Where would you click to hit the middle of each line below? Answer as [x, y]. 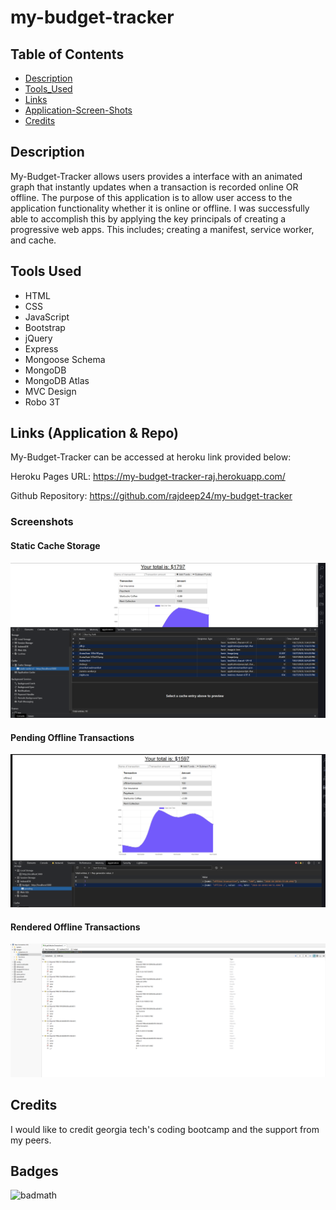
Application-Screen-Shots [78, 110]
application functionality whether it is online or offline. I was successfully [160, 208]
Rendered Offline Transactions [75, 927]
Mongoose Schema [65, 359]
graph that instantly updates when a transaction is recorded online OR [154, 187]
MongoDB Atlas [57, 380]
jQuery [38, 338]
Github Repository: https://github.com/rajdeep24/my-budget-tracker [151, 496]
